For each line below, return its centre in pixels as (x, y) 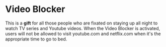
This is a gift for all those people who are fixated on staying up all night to (81, 23)
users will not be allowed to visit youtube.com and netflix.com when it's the (83, 33)
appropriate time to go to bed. (36, 39)
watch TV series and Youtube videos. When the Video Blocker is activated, (83, 28)
